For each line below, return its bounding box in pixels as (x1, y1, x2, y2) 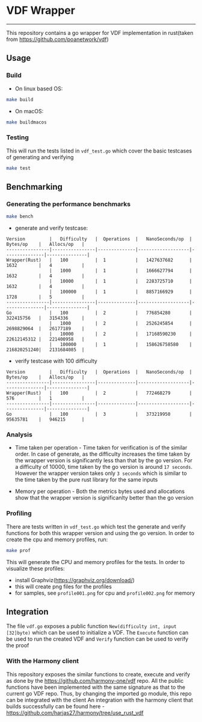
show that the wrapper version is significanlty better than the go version (14, 494, 194, 501)
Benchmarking (6, 181, 63, 192)
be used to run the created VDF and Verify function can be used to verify (6, 635, 189, 642)
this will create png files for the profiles (14, 583, 112, 590)
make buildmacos (6, 119, 47, 125)
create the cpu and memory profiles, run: (6, 536, 108, 543)
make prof (6, 547, 31, 553)
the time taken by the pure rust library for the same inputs (14, 476, 158, 483)
